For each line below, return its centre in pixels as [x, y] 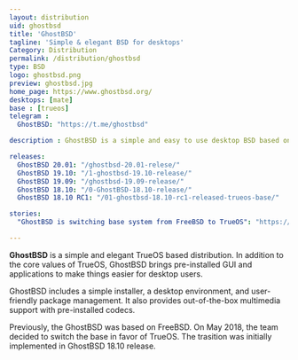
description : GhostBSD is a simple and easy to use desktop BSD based [144, 141]
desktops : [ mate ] [41, 100]
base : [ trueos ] [39, 108]
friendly [24, 300]
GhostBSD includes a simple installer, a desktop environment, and [129, 291]
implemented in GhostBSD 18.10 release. [83, 346]
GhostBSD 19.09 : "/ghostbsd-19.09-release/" [101, 181]
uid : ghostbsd [35, 26]
